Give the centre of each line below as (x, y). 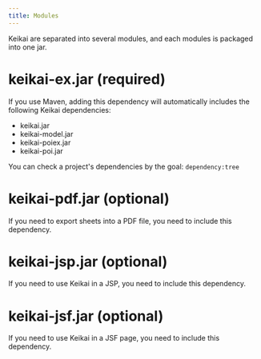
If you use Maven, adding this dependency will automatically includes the (129, 102)
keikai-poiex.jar (45, 142)
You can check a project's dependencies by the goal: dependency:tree (124, 166)
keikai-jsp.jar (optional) (88, 261)
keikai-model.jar (46, 134)
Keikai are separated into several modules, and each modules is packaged (131, 38)
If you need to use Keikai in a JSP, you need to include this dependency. (127, 284)
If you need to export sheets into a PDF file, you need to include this (120, 221)
